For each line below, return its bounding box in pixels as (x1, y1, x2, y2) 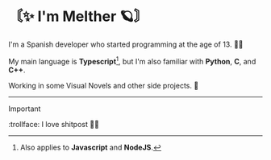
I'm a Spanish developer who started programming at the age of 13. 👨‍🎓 (8, 39, 244, 49)
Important (8, 104, 41, 113)
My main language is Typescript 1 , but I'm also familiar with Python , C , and (8, 55, 256, 66)
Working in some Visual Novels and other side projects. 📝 (8, 80, 199, 90)
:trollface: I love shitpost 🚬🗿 (8, 119, 99, 129)
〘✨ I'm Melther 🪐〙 (8, 7, 148, 26)
